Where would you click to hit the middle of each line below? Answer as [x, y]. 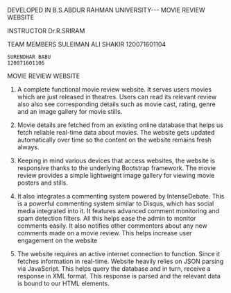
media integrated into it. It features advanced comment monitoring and [118, 211]
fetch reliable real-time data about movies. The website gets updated [116, 132]
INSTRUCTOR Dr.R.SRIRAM [46, 31]
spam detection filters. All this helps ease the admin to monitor [106, 218]
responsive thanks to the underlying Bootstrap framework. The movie [117, 168]
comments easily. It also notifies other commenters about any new [112, 226]
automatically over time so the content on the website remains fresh [114, 140]
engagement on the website [57, 240]
